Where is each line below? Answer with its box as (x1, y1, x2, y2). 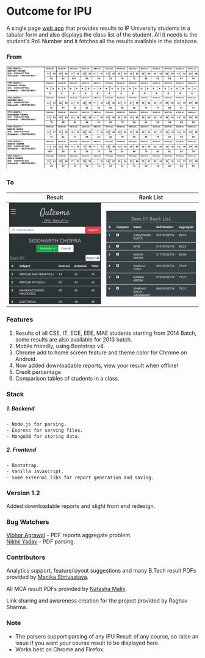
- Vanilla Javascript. (6, 468, 64, 474)
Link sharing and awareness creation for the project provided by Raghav (6, 597, 188, 604)
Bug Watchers (6, 517, 49, 526)
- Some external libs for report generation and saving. (6, 474, 154, 481)
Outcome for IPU (6, 4, 92, 18)
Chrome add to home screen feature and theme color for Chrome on (15, 349, 187, 356)
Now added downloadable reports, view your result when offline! (15, 362, 179, 369)
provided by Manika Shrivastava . (6, 573, 89, 581)
